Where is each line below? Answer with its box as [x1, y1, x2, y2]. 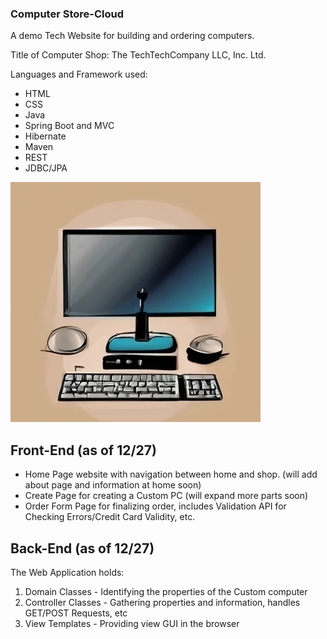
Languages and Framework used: [10, 68, 148, 81]
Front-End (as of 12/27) [10, 442, 157, 459]
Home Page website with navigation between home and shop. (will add [24, 468, 318, 481]
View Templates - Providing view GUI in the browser [24, 617, 240, 629]
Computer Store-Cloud [10, 7, 124, 21]
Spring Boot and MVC [24, 120, 115, 132]
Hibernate [24, 130, 67, 142]
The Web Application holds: [10, 566, 125, 578]
